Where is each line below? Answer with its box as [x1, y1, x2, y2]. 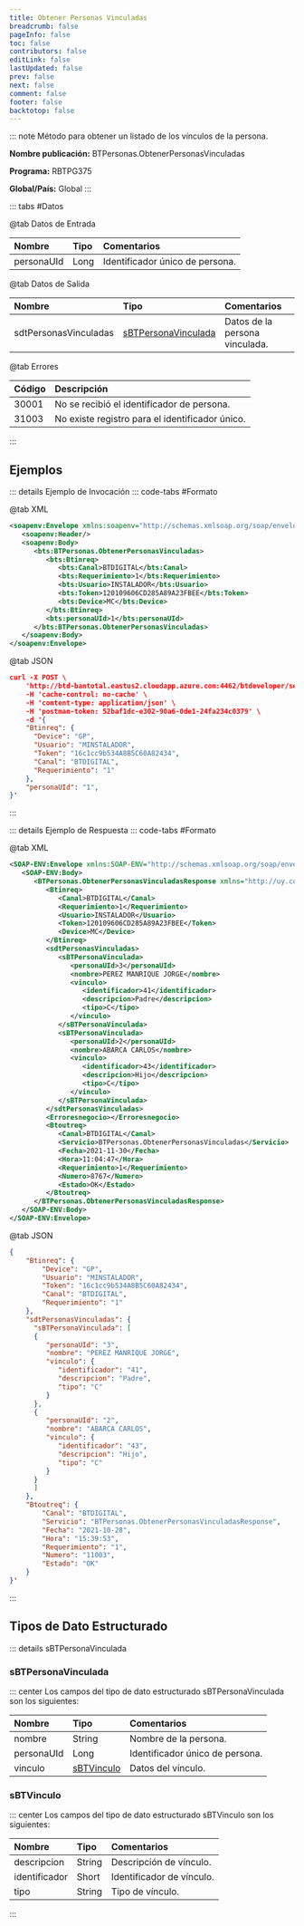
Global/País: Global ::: [9, 183, 92, 195]
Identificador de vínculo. [110, 1871, 214, 1883]
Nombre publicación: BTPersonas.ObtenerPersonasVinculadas [9, 149, 246, 159]
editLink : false [9, 55, 71, 64]
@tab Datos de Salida [9, 278, 90, 290]
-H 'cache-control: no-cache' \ [25, 689, 147, 698]
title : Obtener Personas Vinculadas [9, 13, 147, 23]
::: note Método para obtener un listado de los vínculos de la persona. [9, 130, 269, 141]
